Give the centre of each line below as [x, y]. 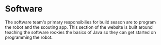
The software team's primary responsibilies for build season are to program [80, 22]
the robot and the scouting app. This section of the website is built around [79, 27]
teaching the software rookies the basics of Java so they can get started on [80, 32]
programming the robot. [29, 37]
